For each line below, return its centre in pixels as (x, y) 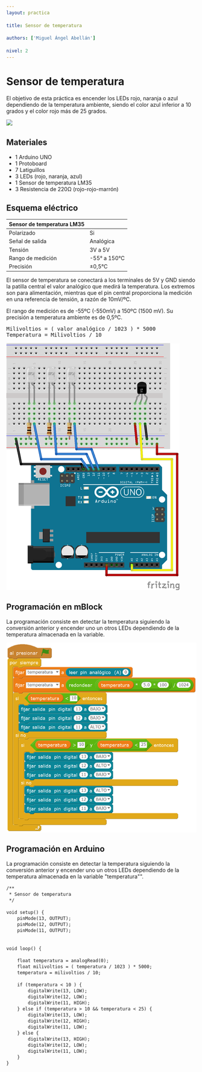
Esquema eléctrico (42, 208)
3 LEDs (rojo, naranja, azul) (49, 176)
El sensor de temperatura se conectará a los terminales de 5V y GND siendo (101, 280)
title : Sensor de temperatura (44, 25)
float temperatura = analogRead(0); (63, 960)
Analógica (102, 241)
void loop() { (24, 948)
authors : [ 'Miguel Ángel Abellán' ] (51, 38)
